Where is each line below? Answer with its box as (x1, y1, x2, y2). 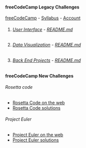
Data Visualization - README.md (12, 42, 81, 48)
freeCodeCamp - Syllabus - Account (5, 15, 81, 21)
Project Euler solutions (12, 137, 59, 143)
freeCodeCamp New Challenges (5, 73, 74, 79)
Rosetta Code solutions (12, 105, 61, 111)
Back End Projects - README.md (12, 57, 81, 63)
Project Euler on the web (12, 132, 63, 138)
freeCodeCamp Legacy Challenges (5, 4, 79, 10)
